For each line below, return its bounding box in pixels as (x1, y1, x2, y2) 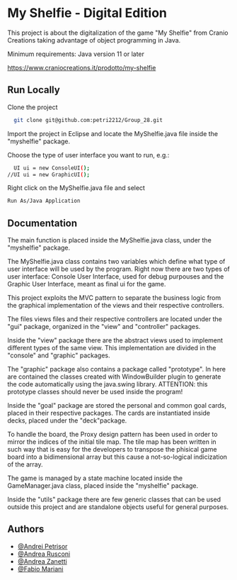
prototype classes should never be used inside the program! (7, 388, 183, 396)
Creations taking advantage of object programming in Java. (7, 35, 181, 44)
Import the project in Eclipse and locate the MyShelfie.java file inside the (7, 129, 218, 138)
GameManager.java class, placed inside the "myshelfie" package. (7, 481, 199, 490)
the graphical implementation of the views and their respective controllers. (7, 301, 224, 310)
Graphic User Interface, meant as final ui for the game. (7, 280, 166, 289)
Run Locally (7, 84, 60, 96)
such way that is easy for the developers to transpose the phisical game (7, 445, 217, 454)
